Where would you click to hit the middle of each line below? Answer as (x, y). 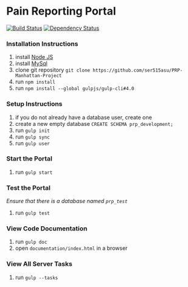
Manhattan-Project (38, 76)
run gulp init (32, 130)
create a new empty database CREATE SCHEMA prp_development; (94, 123)
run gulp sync (32, 137)
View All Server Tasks (40, 264)
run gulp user (32, 143)
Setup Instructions (34, 104)
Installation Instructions (42, 44)
